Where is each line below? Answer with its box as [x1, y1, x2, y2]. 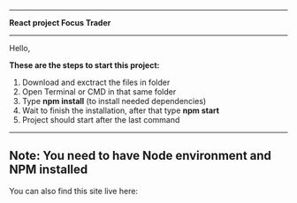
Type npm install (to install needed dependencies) [21, 96, 207, 106]
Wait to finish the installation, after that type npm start [21, 105, 219, 116]
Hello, [9, 43, 31, 53]
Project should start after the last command [21, 115, 180, 124]
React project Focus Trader [9, 18, 111, 27]
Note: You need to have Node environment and [9, 148, 272, 163]
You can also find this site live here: [9, 185, 139, 196]
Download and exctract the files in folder [21, 77, 171, 87]
